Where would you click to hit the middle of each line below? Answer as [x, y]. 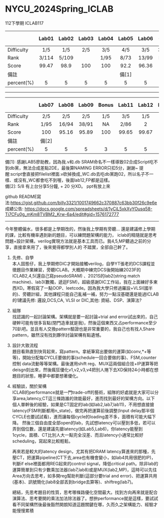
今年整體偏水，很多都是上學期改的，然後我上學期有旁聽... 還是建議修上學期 [80, 229]
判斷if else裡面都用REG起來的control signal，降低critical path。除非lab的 [85, 463]
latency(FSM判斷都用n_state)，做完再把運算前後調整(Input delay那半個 [83, 410]
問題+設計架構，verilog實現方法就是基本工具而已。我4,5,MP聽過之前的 [76, 241]
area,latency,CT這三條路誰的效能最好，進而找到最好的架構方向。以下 [86, 398]
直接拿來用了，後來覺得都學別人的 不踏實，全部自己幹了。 [72, 247]
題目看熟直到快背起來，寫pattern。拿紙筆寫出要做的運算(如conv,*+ [80, 351]
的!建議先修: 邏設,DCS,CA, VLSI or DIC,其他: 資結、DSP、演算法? [77, 300]
